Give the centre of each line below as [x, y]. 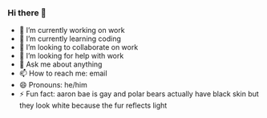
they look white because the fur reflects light [93, 106]
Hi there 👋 [27, 13]
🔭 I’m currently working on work [72, 31]
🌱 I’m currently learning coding [70, 39]
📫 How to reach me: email [63, 73]
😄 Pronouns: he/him [53, 85]
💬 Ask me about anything [61, 64]
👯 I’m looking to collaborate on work [79, 47]
